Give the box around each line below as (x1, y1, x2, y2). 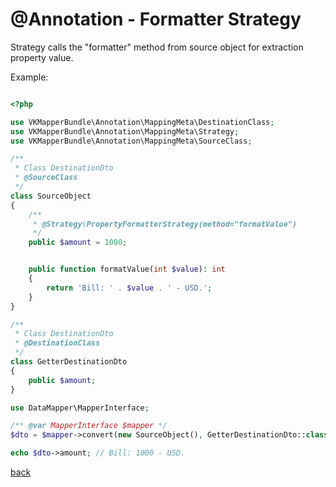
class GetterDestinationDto (10, 357, 128, 367)
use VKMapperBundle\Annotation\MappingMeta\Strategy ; (10, 126, 240, 137)
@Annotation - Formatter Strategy (10, 8, 302, 31)
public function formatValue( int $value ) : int (28, 264, 226, 275)
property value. (10, 51, 74, 63)
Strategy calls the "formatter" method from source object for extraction (10, 41, 304, 53)
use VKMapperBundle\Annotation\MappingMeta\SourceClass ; (10, 136, 253, 146)
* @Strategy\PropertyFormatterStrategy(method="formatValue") (32, 219, 298, 229)
